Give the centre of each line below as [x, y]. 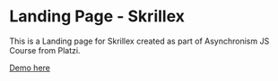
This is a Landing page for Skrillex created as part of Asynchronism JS [139, 41]
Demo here [30, 68]
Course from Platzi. [45, 50]
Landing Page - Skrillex [97, 16]
